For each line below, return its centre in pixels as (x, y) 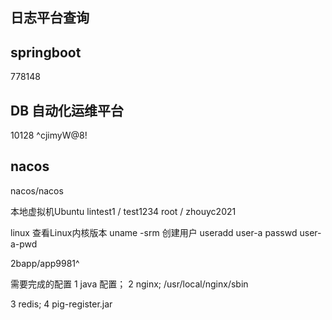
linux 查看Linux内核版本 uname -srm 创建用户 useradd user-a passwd (154, 232)
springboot (46, 52)
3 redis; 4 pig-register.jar (61, 304)
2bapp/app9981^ (45, 263)
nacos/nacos (37, 190)
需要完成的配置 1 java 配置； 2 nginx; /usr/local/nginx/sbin (129, 284)
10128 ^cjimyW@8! (49, 135)
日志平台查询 (50, 18)
